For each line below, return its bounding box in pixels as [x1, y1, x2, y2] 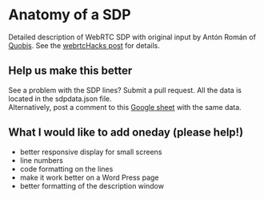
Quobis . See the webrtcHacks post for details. [8, 40, 160, 50]
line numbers [19, 155, 64, 165]
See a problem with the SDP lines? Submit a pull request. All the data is [8, 85, 242, 95]
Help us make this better [8, 64, 133, 78]
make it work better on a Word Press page [19, 173, 159, 182]
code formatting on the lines [19, 164, 114, 173]
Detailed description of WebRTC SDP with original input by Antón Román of [8, 32, 256, 42]
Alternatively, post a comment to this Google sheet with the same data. [8, 102, 242, 112]
